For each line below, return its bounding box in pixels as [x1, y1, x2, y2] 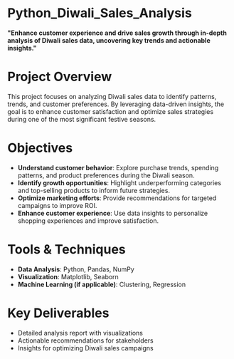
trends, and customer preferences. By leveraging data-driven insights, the [7, 100, 225, 108]
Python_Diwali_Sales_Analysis [7, 5, 192, 21]
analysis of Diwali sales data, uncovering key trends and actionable [7, 36, 211, 44]
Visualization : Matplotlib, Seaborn [17, 272, 119, 281]
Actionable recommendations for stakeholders [17, 336, 154, 345]
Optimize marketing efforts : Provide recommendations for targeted [17, 194, 217, 202]
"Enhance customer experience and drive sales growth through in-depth [7, 28, 228, 37]
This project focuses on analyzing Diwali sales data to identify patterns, [7, 92, 217, 100]
